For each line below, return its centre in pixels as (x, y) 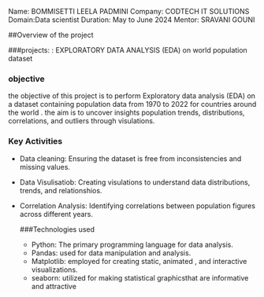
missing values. (45, 167)
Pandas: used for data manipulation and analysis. (111, 253)
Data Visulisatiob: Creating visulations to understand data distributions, (135, 182)
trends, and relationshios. (61, 190)
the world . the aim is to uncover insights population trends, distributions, (126, 112)
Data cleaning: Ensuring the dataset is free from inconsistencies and (130, 158)
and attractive (54, 286)
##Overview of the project (51, 35)
